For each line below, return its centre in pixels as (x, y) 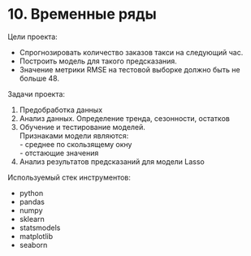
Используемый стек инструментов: (69, 177)
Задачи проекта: (37, 93)
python (31, 193)
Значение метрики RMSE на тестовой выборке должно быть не (130, 69)
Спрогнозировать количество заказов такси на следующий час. (131, 52)
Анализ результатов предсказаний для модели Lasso (112, 161)
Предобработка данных (61, 110)
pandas (32, 202)
